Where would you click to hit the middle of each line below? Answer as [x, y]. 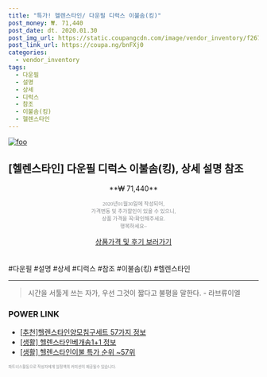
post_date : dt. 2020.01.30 [53, 30]
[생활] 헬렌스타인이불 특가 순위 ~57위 [77, 352]
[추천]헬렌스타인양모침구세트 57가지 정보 [83, 332]
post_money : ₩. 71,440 [46, 23]
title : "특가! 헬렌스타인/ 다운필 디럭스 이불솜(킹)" [85, 16]
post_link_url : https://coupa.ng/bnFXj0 [76, 45]
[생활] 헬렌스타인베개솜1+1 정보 [68, 342]
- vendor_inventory [48, 60]
